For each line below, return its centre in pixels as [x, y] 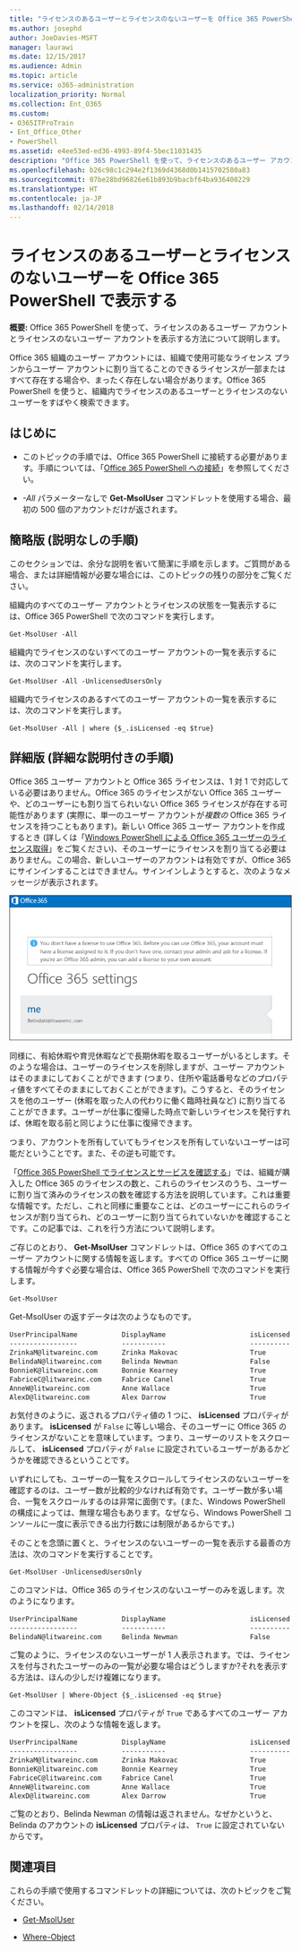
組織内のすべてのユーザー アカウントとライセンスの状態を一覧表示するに [143, 605]
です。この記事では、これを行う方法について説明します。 [114, 1228]
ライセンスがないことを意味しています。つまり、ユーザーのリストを [134, 1437]
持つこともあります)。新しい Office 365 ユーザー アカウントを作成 [163, 826]
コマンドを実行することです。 [103, 1553]
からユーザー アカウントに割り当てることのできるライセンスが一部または [151, 369]
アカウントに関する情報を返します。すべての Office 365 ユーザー [154, 1258]
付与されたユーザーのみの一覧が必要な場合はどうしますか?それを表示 [152, 1665]
